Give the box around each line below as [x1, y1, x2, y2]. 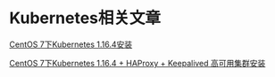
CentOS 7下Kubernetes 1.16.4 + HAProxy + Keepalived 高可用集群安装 [9, 58, 266, 68]
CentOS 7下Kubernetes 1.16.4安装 [9, 39, 133, 50]
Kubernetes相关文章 [9, 8, 162, 28]
